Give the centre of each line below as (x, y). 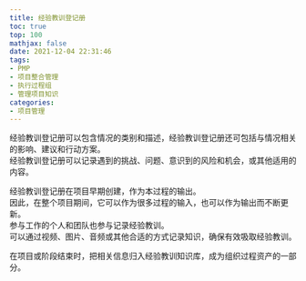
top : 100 (26, 35)
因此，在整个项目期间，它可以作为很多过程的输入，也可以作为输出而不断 (145, 203)
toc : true (28, 26)
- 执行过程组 (31, 85)
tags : (20, 60)
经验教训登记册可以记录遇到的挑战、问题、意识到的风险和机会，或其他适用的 (153, 161)
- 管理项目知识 (34, 94)
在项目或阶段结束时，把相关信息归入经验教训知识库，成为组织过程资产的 (145, 256)
